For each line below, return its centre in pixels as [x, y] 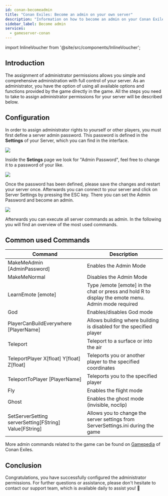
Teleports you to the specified [122, 376]
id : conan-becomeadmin [29, 10]
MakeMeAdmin [25, 263]
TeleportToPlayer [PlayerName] [44, 379]
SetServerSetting [28, 416]
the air [94, 348]
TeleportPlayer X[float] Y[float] [44, 359]
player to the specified [113, 362]
